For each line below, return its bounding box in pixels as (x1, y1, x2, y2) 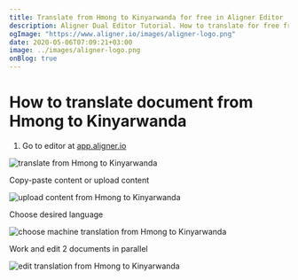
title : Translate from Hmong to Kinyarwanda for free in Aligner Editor (9, 12, 284, 22)
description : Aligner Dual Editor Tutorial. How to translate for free (9, 21, 279, 30)
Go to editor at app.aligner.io (21, 140, 127, 151)
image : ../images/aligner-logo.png (9, 46, 141, 55)
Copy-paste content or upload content (9, 175, 150, 185)
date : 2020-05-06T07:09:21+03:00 (9, 37, 133, 47)
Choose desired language (9, 209, 104, 220)
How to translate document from (9, 92, 254, 113)
